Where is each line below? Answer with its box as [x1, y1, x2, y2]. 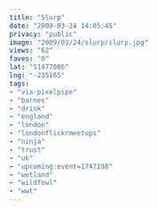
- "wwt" [9, 187, 38, 196]
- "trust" [9, 145, 46, 154]
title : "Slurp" [9, 12, 66, 22]
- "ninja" [9, 137, 46, 146]
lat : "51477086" [9, 63, 69, 72]
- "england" [9, 112, 53, 121]
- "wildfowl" [9, 179, 58, 188]
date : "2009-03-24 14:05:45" [9, 21, 117, 30]
